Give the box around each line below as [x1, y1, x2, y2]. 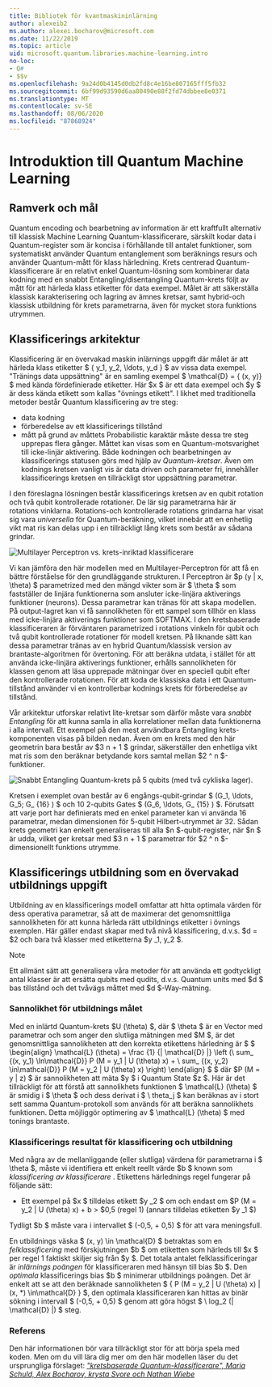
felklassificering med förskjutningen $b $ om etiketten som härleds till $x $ [9, 1244, 259, 1255]
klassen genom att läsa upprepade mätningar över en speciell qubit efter [9, 666, 251, 676]
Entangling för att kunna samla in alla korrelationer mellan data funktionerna [9, 716, 262, 725]
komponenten [9, 734, 56, 743]
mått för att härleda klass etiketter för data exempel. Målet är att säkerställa [9, 283, 259, 292]
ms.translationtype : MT [9, 95, 90, 103]
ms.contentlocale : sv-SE [9, 102, 93, 110]
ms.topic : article [9, 42, 71, 50]
